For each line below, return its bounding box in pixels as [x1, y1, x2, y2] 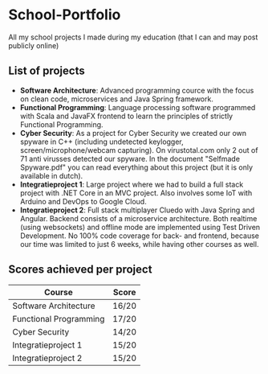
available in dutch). [19, 171, 83, 180]
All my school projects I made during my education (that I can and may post [8, 32, 258, 42]
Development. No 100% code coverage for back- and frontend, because [19, 231, 259, 240]
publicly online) [8, 40, 59, 50]
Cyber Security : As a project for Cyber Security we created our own [19, 128, 247, 138]
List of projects [8, 64, 86, 78]
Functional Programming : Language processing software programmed [19, 102, 256, 112]
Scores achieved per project [8, 263, 152, 277]
